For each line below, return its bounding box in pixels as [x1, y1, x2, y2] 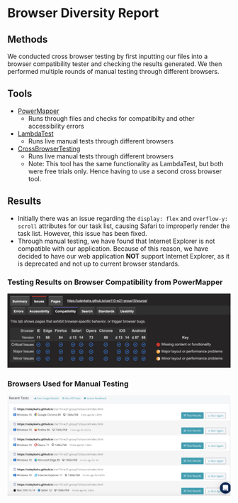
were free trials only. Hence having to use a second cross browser [28, 167, 222, 175]
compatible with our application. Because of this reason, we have [17, 244, 209, 253]
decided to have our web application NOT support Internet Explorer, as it [17, 251, 230, 260]
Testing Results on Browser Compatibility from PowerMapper [7, 277, 223, 287]
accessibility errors [28, 121, 84, 130]
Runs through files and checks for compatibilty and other [28, 114, 195, 122]
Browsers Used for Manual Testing [7, 379, 129, 389]
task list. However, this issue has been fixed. [17, 229, 147, 237]
